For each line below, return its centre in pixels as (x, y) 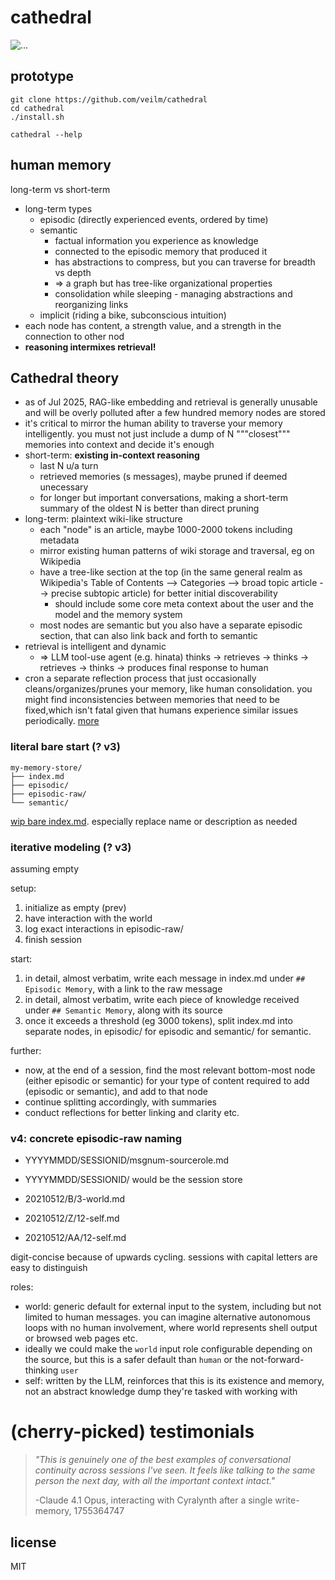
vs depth (73, 272)
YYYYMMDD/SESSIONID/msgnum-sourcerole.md (127, 1160)
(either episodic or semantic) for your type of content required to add (167, 1080)
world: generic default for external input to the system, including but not (173, 1307)
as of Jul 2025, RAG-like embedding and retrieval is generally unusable (171, 402)
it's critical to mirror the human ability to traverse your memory (153, 423)
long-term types (58, 208)
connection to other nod (74, 336)
